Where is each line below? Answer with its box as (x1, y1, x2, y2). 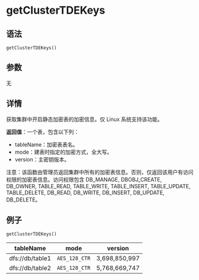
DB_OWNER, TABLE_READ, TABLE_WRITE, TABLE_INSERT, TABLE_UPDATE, (6, 182, 191, 189)
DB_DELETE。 (6, 196, 41, 203)
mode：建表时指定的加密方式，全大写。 (14, 148, 113, 155)
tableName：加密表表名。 (14, 141, 78, 148)
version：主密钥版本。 (14, 155, 70, 163)
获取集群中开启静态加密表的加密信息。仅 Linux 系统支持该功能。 (6, 116, 163, 123)
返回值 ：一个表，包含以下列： (6, 128, 79, 135)
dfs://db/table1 (9, 254, 52, 263)
